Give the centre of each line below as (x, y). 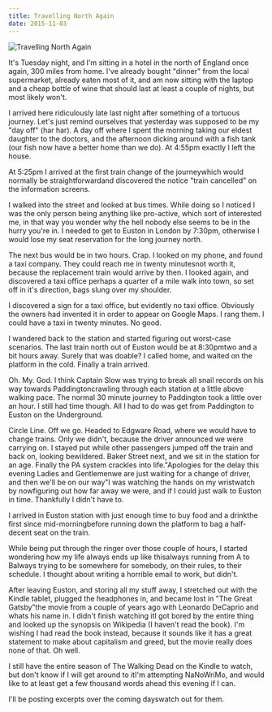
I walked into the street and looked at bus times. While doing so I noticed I (132, 205)
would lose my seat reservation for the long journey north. (106, 239)
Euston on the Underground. (56, 415)
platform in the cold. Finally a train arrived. (79, 364)
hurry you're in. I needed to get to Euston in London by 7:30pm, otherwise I (134, 230)
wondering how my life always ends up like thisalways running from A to (129, 557)
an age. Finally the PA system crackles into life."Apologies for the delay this (134, 465)
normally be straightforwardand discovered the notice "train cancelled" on (133, 180)
